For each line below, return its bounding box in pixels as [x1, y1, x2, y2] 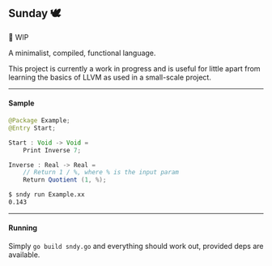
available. [8, 250, 40, 260]
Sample [8, 98, 35, 108]
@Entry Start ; [8, 124, 57, 132]
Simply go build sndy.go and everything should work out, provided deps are [8, 242, 264, 251]
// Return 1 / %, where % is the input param [23, 169, 180, 177]
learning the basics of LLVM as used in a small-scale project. [8, 72, 212, 82]
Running [8, 223, 38, 233]
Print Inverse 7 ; [23, 146, 82, 154]
